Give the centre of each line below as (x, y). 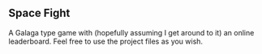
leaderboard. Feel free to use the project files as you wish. (106, 41)
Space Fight (39, 13)
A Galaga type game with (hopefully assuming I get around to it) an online (131, 32)
